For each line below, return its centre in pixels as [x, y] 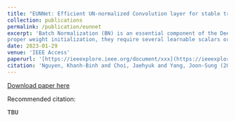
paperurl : [22, 59]
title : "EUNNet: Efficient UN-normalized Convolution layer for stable [114, 14]
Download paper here [38, 85]
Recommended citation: [42, 99]
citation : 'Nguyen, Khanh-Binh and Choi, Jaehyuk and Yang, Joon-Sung [112, 66]
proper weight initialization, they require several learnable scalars [114, 40]
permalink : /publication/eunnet [54, 26]
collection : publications [45, 20]
